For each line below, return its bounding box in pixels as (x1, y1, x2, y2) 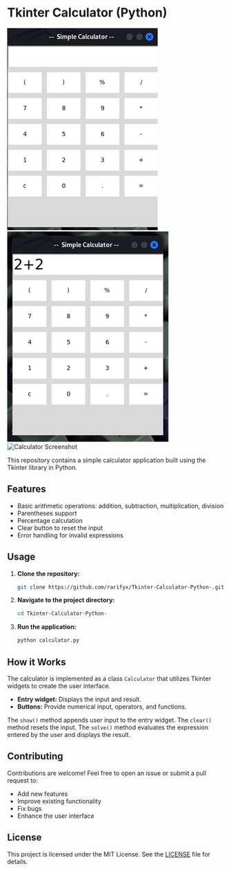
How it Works (7, 656, 66, 668)
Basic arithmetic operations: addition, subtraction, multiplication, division (17, 501, 224, 510)
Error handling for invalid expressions (17, 530, 124, 539)
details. (7, 857, 28, 865)
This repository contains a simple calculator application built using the (7, 456, 206, 464)
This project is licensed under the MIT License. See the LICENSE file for (7, 850, 211, 858)
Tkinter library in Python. (7, 463, 78, 471)
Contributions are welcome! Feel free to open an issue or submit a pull (7, 769, 207, 777)
